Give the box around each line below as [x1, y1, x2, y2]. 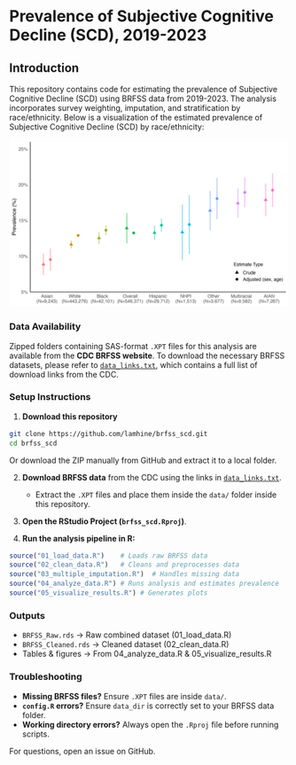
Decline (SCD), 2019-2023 [9, 25, 207, 45]
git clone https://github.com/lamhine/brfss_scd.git [9, 429, 208, 438]
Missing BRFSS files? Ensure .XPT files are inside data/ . [21, 691, 228, 701]
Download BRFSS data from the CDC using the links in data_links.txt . [21, 472, 282, 482]
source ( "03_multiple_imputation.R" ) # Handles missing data [9, 570, 240, 579]
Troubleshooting [9, 671, 82, 683]
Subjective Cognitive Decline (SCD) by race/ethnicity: [9, 121, 205, 132]
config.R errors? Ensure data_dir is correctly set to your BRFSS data [21, 700, 275, 711]
